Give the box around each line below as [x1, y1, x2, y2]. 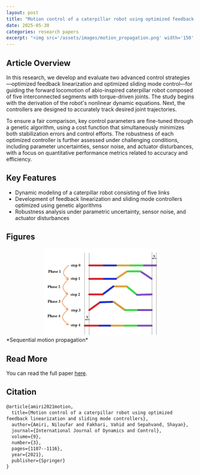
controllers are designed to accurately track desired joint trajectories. [6, 106, 177, 113]
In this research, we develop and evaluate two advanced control [6, 74, 165, 81]
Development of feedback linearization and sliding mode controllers [14, 195, 183, 202]
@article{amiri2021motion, [6, 404, 74, 410]
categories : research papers [6, 29, 79, 35]
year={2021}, [11, 452, 44, 458]
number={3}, [11, 440, 42, 446]
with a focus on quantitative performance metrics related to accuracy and [6, 149, 188, 156]
